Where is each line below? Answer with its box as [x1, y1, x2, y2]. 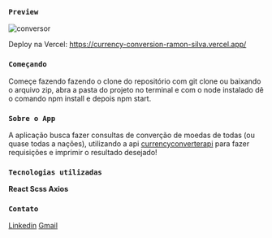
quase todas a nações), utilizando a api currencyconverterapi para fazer [8, 138, 250, 149]
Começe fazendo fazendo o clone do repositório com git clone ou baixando [8, 76, 261, 86]
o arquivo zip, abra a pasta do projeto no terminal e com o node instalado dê [8, 84, 264, 94]
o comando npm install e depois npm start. [8, 93, 152, 103]
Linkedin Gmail [8, 221, 58, 231]
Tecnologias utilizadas [8, 167, 103, 177]
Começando [8, 60, 47, 69]
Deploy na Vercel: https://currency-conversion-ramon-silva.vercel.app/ [8, 40, 247, 50]
